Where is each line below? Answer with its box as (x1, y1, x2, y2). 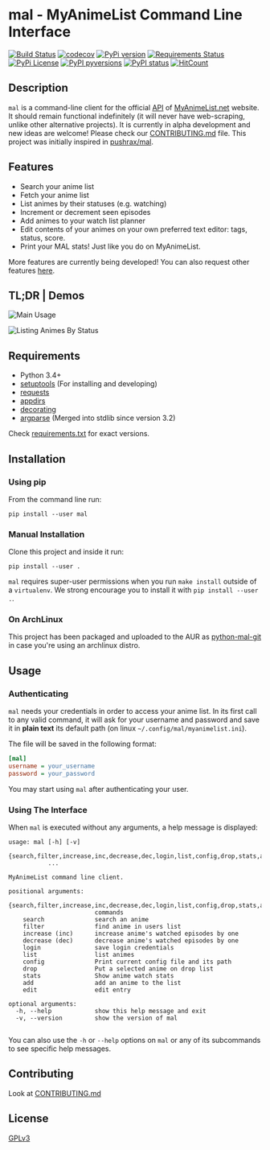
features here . (8, 266, 55, 275)
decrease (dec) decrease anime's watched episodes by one (22, 937, 239, 945)
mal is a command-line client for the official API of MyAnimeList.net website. (8, 102, 260, 112)
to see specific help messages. (8, 1044, 112, 1053)
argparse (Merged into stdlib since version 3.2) (19, 413, 176, 423)
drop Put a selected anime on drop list (22, 965, 215, 973)
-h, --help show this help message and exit (15, 1008, 207, 1016)
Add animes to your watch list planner (19, 216, 146, 225)
